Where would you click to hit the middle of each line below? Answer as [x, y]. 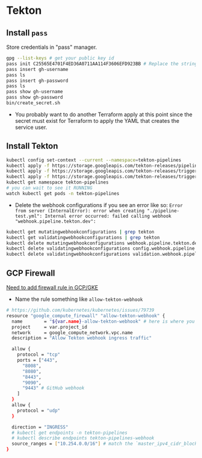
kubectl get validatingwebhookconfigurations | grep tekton [83, 237]
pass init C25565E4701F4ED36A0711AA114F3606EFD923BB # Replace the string [102, 64]
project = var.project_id [49, 327]
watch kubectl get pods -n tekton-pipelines [63, 193]
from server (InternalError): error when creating [80, 211]
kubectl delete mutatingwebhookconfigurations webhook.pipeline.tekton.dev [103, 243]
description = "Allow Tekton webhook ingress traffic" [82, 338]
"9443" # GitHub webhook [53, 388]
